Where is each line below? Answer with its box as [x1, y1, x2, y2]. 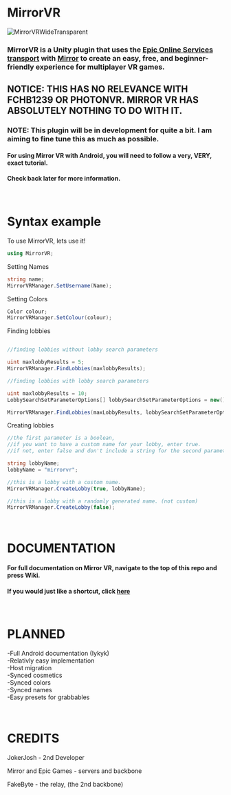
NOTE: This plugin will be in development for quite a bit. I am [7, 125, 212, 135]
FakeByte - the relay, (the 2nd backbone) [7, 781, 124, 789]
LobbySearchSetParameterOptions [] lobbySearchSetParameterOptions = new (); [7, 396, 229, 403]
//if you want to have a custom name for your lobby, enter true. [7, 441, 201, 448]
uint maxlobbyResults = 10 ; [7, 390, 88, 397]
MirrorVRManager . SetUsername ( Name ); [7, 282, 112, 289]
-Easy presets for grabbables [7, 693, 90, 701]
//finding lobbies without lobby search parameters [7, 346, 158, 353]
